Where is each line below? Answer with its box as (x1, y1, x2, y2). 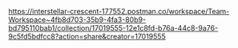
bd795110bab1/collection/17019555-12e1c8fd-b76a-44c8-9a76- (8, 24, 219, 32)
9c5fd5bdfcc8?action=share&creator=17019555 (8, 31, 166, 41)
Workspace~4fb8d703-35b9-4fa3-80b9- (8, 15, 147, 24)
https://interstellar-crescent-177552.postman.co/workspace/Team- (8, 7, 230, 16)
